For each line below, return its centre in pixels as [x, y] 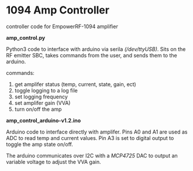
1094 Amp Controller [58, 10]
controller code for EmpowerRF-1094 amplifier [62, 26]
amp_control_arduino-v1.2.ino [44, 120]
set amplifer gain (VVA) [42, 102]
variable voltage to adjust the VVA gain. [54, 162]
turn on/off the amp [38, 109]
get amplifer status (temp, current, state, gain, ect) [75, 84]
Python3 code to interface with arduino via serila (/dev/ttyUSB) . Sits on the [96, 49]
